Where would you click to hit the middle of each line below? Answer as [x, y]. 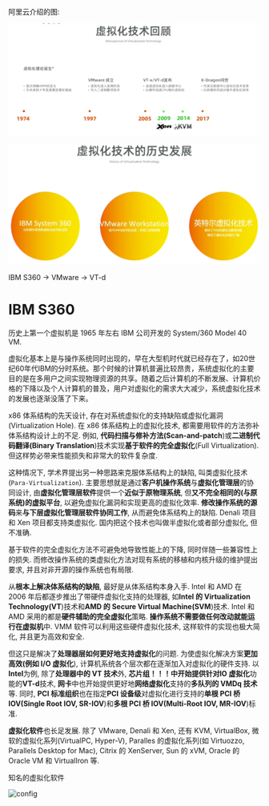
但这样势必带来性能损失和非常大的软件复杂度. [83, 455]
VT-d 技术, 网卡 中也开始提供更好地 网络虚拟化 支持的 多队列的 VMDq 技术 [140, 684]
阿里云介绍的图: [34, 12]
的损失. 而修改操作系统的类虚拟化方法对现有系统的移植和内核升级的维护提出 [133, 559]
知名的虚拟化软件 [36, 778]
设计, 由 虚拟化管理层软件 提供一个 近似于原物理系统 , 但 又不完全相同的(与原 [136, 493]
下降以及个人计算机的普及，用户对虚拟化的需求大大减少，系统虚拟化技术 [141, 389]
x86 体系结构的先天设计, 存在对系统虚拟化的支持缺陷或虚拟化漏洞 [116, 415]
